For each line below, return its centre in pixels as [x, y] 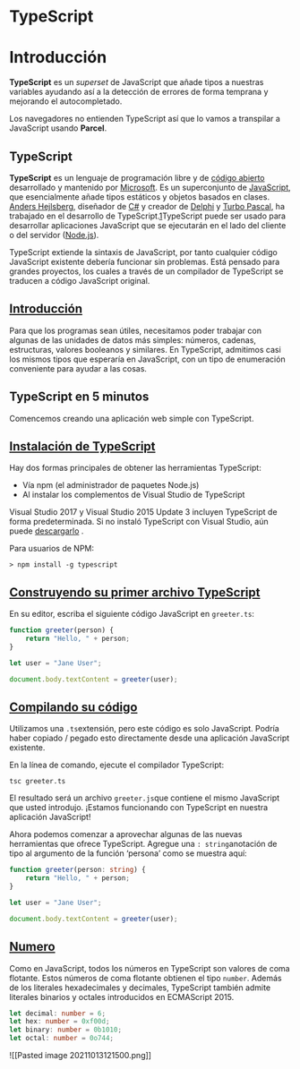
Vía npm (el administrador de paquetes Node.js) [111, 485]
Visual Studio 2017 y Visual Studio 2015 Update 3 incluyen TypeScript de [143, 512]
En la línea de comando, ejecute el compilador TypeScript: [117, 765]
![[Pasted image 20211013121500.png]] [81, 1056]
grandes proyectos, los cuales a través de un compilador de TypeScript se [146, 271]
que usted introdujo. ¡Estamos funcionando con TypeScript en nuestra [139, 808]
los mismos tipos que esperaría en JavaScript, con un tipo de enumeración [147, 359]
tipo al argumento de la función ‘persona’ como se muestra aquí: [129, 853]
